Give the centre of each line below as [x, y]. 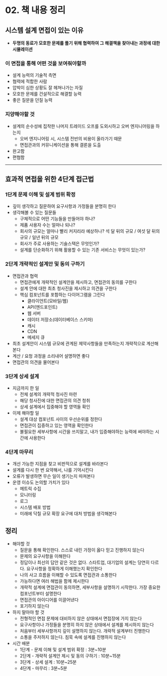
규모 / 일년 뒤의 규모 [39, 238]
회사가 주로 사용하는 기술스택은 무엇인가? [59, 244]
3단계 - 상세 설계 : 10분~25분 [48, 662]
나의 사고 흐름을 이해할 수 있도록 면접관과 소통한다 [68, 575]
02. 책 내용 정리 [35, 10]
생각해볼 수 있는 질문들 [34, 213]
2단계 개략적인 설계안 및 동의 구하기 [45, 264]
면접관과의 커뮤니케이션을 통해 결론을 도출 [60, 144]
